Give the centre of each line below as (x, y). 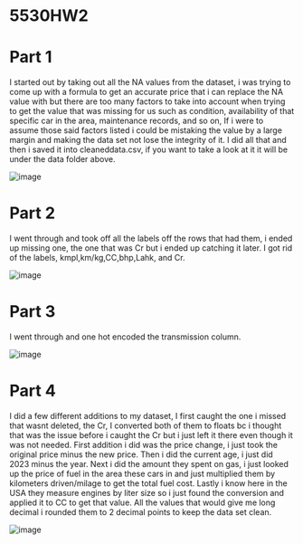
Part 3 (33, 312)
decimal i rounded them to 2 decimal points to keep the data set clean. (141, 511)
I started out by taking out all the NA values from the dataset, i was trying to (150, 82)
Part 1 (31, 57)
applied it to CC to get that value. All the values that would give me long (142, 502)
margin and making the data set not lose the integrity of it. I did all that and (148, 140)
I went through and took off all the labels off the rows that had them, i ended (151, 239)
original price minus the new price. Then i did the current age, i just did (141, 454)
